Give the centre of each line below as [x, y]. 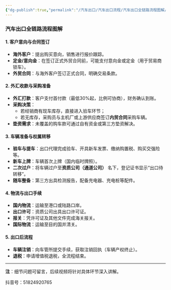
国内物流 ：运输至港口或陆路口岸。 [48, 205]
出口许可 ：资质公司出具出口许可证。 [51, 212]
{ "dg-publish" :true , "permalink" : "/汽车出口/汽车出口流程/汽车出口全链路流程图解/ [86, 10]
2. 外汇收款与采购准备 [28, 86]
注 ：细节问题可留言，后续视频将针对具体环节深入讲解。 [63, 271]
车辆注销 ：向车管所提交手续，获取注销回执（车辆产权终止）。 [76, 249]
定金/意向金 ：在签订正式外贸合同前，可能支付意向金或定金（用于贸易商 [87, 60]
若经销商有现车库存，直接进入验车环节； [63, 111]
